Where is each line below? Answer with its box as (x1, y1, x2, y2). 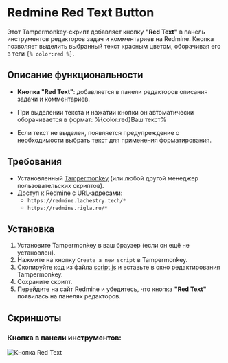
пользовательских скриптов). (16, 181, 104, 189)
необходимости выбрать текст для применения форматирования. (16, 136, 212, 144)
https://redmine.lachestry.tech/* (27, 197, 126, 204)
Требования (7, 156, 62, 167)
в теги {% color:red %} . (7, 49, 75, 58)
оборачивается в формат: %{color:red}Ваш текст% (16, 115, 167, 124)
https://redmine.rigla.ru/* (27, 204, 108, 211)
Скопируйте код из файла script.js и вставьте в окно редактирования (16, 263, 220, 272)
